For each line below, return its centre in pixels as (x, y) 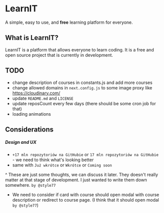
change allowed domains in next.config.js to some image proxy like (82, 87)
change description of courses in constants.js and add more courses (82, 83)
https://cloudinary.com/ (36, 93)
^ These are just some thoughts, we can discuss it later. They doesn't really (82, 174)
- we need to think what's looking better (53, 160)
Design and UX (21, 142)
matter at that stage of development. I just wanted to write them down (76, 180)
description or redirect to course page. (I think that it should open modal (85, 200)
